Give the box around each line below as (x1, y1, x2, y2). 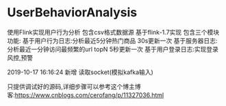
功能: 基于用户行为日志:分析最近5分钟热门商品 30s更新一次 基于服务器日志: (7, 36, 218, 45)
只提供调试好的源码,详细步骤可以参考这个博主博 (7, 82, 142, 90)
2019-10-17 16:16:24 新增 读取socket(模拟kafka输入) (7, 68, 154, 76)
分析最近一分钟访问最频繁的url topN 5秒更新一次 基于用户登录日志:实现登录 (7, 45, 219, 53)
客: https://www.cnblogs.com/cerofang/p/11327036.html (7, 90, 164, 99)
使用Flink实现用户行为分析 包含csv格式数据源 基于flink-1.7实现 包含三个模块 (7, 28, 220, 36)
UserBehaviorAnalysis (7, 5, 138, 20)
